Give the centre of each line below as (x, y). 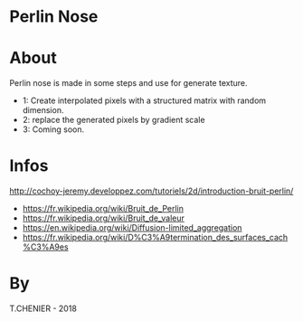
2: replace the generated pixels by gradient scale (114, 120)
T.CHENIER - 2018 (43, 308)
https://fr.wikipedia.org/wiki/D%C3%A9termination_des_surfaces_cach (155, 238)
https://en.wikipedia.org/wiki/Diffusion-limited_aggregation (132, 228)
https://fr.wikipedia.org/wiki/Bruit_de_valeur (104, 218)
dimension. (43, 110)
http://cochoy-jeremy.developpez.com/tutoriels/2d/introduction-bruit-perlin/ (151, 191)
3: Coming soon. (53, 129)
